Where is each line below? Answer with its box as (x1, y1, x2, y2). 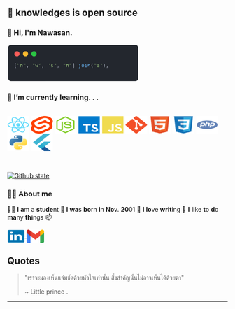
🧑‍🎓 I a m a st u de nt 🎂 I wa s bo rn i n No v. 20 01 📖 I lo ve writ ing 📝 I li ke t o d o (7, 205, 219, 213)
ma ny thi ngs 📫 (7, 213, 52, 221)
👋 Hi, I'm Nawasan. (7, 28, 73, 38)
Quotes (7, 254, 41, 266)
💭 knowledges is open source (7, 7, 138, 19)
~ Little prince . (24, 287, 69, 296)
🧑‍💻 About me (7, 189, 52, 199)
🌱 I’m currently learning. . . (7, 92, 99, 102)
